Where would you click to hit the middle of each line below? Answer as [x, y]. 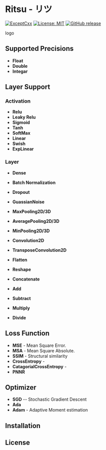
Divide [19, 317]
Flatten [20, 260]
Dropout [21, 192]
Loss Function [27, 333]
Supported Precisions [39, 49]
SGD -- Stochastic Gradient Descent [49, 399]
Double [20, 66]
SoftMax [21, 133]
